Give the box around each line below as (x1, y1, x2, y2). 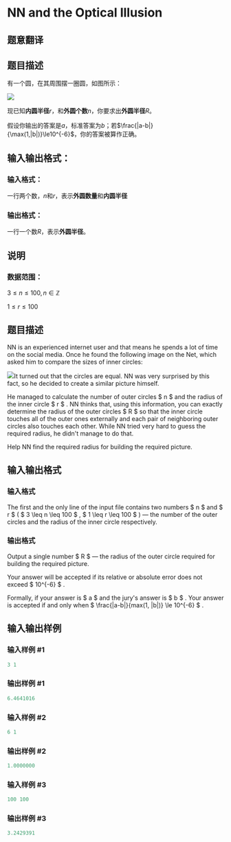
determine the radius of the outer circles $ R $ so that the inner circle (7, 407, 203, 415)
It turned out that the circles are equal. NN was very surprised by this (14, 371, 210, 380)
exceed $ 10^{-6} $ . (7, 580, 65, 588)
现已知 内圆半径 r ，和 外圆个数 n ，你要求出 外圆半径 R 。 (7, 107, 156, 115)
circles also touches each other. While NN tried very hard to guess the (7, 422, 206, 430)
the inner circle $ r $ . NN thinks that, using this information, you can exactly (7, 400, 223, 408)
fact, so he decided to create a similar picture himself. (7, 379, 159, 387)
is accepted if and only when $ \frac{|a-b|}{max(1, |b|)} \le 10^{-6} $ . (7, 600, 204, 609)
